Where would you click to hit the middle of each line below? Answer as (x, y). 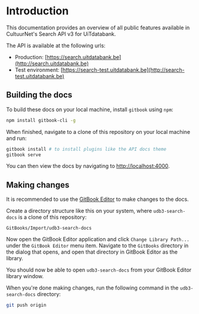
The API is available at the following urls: (56, 45)
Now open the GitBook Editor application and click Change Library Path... (98, 239)
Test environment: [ (39, 69)
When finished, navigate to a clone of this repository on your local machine (98, 132)
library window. (25, 276)
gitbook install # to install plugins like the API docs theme (86, 149)
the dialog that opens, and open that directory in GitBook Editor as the (92, 252)
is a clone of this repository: (52, 217)
